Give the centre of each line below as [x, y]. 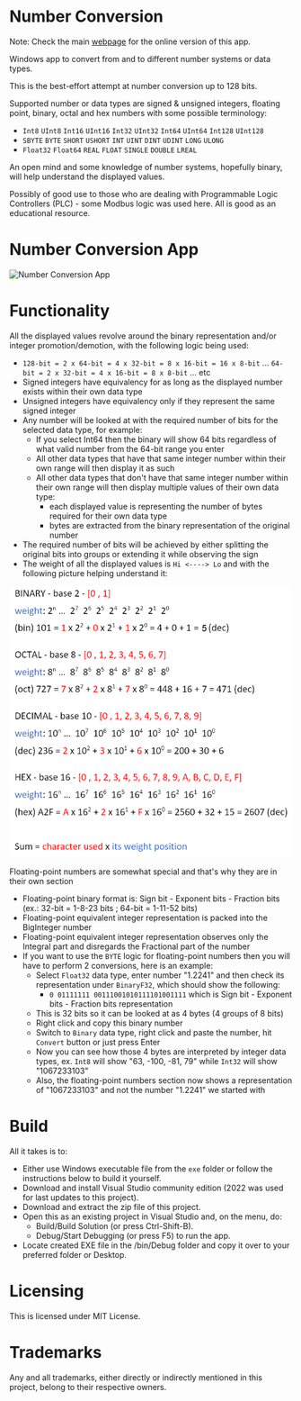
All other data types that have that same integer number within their [160, 458]
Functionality [60, 311]
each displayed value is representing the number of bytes [156, 506]
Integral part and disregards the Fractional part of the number [136, 946]
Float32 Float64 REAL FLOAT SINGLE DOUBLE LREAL [110, 150]
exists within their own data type [82, 391]
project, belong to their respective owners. [88, 1387]
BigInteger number [57, 927]
